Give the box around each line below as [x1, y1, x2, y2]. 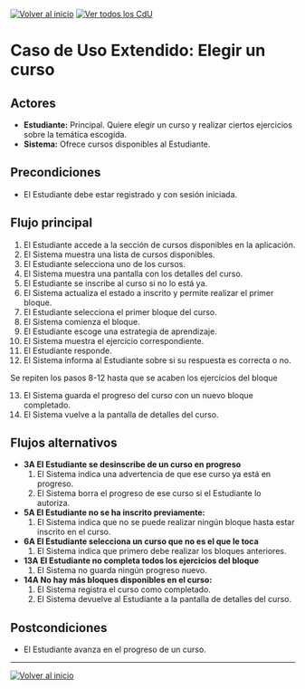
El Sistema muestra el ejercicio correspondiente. [23, 335, 205, 346]
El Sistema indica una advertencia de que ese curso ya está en [36, 469, 272, 480]
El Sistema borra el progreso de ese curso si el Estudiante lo [36, 488, 262, 499]
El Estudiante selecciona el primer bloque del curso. [23, 306, 218, 317]
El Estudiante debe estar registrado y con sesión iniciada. [23, 188, 238, 199]
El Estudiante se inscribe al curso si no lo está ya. [23, 277, 208, 289]
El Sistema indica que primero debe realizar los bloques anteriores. [36, 546, 287, 557]
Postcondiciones [10, 620, 108, 636]
